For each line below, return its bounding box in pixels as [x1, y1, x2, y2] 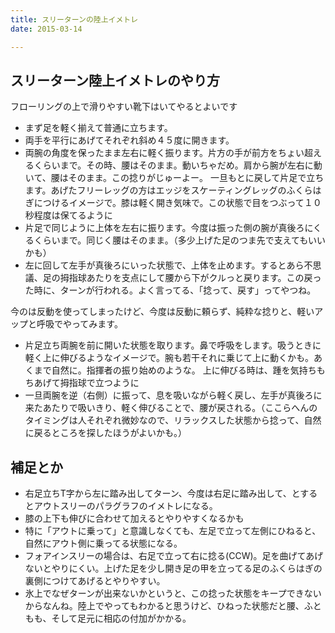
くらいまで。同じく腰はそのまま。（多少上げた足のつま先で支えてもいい [33, 234, 326, 246]
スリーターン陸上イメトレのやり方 [10, 72, 220, 89]
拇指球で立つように [59, 377, 140, 389]
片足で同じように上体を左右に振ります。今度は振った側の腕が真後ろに [24, 222, 314, 234]
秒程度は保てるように [24, 209, 113, 221]
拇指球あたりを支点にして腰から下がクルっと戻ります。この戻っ [59, 272, 322, 284]
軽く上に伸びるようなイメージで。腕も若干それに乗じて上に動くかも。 [24, 352, 314, 364]
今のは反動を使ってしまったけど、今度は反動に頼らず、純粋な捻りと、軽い [10, 306, 315, 318]
